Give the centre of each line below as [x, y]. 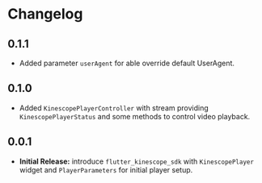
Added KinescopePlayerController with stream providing [114, 108]
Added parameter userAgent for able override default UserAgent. [127, 63]
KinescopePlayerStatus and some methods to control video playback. [135, 116]
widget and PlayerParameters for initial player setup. [106, 169]
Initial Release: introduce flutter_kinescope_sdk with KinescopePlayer [136, 161]
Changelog [45, 14]
